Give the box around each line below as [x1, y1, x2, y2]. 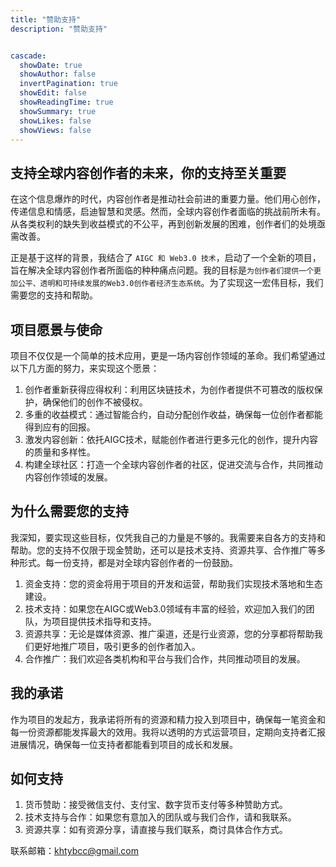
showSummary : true [19, 106, 97, 116]
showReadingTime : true [19, 97, 114, 107]
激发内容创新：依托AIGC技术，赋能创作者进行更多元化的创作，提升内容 [24, 434, 318, 445]
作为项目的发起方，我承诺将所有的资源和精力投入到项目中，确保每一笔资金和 [10, 713, 326, 725]
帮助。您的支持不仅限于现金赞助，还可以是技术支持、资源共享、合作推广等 [10, 544, 317, 556]
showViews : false [19, 125, 92, 135]
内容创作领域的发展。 [24, 471, 113, 483]
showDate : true [19, 60, 83, 70]
